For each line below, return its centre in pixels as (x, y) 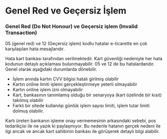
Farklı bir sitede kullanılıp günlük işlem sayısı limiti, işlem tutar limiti (81, 106)
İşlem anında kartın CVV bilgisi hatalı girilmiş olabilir (65, 79)
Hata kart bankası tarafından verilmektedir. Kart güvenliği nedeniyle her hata (84, 59)
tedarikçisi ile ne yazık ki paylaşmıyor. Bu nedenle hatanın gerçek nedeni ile (83, 126)
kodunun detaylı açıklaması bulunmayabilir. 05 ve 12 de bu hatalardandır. (80, 64)
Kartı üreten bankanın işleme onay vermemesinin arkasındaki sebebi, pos (81, 121)
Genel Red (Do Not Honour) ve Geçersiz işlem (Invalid (71, 27)
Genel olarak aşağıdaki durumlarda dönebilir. (51, 69)
